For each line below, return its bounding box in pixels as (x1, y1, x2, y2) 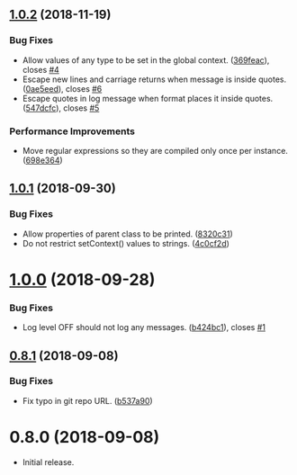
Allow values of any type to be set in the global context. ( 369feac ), (22, 54, 270, 66)
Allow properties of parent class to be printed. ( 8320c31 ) (22, 229, 233, 239)
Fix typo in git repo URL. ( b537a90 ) (22, 395, 153, 406)
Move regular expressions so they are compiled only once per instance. (22, 145, 288, 156)
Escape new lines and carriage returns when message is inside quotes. (22, 74, 286, 85)
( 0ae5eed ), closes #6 (22, 83, 103, 94)
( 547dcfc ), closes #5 (22, 103, 100, 113)
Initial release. (22, 456, 75, 467)
